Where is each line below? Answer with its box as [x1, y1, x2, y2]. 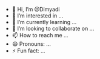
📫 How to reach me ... [12, 32, 68, 39]
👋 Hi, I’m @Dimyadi [12, 6, 60, 13]
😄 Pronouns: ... [12, 40, 52, 48]
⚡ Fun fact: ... [12, 47, 45, 54]
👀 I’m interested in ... [12, 12, 64, 19]
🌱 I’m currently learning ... [12, 19, 77, 25]
